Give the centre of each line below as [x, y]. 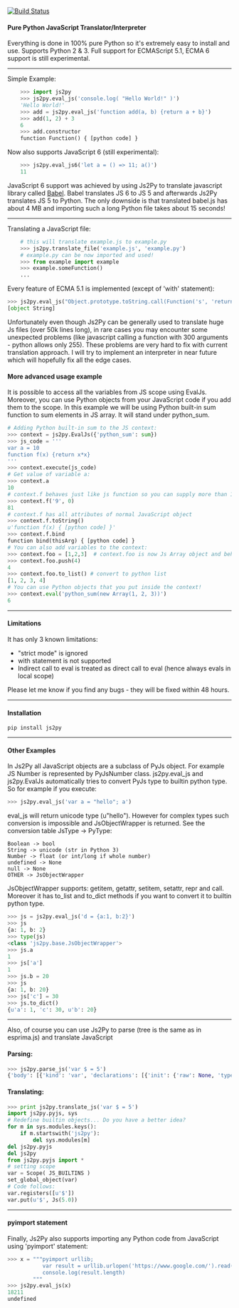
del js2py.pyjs [30, 1147]
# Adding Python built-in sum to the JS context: [83, 428]
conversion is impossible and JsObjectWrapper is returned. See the [106, 823]
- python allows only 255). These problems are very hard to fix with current [117, 344]
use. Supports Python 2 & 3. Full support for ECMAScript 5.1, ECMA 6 [108, 51]
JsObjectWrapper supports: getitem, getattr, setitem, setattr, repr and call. [116, 888]
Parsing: [20, 1054]
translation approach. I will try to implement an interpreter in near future [112, 352]
